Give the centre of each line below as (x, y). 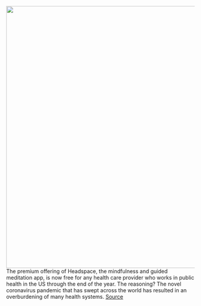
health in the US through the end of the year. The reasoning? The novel (94, 284)
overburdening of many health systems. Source (65, 297)
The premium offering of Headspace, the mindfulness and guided (87, 271)
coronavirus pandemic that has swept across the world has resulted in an (97, 290)
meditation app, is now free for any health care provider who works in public (100, 278)
